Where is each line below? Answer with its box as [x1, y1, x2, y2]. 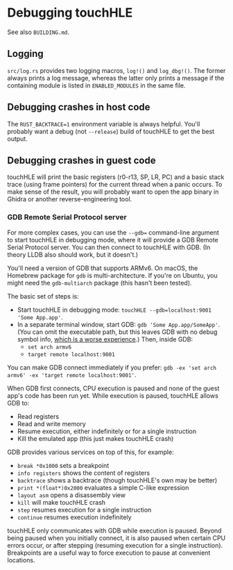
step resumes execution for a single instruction [17, 505, 152, 514]
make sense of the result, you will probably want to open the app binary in [7, 187, 219, 196]
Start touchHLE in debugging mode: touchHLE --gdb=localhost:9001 [17, 305, 212, 314]
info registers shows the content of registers [17, 469, 150, 477]
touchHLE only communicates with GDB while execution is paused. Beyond [7, 526, 222, 535]
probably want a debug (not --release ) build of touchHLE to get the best [7, 127, 215, 135]
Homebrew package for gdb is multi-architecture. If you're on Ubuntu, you [7, 271, 218, 279]
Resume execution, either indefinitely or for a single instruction [17, 427, 197, 435]
